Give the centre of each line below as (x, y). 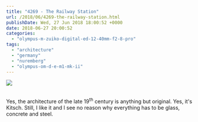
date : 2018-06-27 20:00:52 (39, 28)
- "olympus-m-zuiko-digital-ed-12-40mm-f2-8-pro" (74, 39)
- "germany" (26, 55)
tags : (13, 45)
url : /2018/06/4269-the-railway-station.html (63, 17)
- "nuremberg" (29, 61)
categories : (21, 34)
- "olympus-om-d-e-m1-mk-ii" (47, 66)
